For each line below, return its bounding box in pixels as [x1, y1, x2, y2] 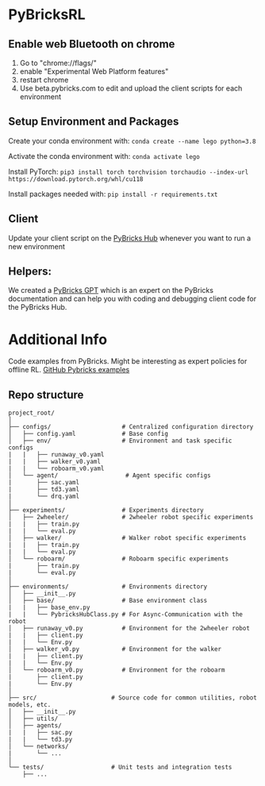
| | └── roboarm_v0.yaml [8, 464, 105, 473]
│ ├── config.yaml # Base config [8, 430, 169, 438]
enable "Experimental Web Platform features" [19, 67, 169, 76]
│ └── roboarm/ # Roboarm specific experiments [8, 555, 229, 563]
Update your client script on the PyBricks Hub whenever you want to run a [8, 233, 252, 243]
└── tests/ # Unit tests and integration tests [8, 764, 232, 772]
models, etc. [8, 701, 52, 709]
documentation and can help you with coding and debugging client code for [8, 294, 257, 303]
